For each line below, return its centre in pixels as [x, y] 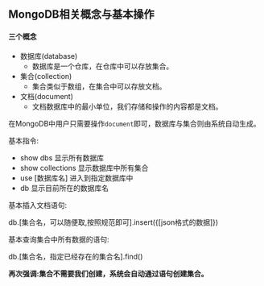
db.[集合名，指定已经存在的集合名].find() [76, 256]
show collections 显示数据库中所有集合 [84, 168]
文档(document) [47, 96]
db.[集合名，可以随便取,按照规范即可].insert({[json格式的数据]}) [113, 222]
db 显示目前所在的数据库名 [64, 188]
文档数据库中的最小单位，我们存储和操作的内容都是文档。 [127, 106]
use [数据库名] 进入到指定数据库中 [76, 178]
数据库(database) [49, 56]
